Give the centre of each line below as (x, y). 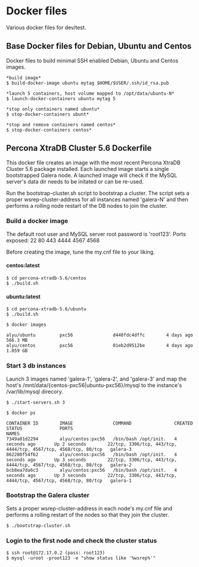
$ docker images (26, 325)
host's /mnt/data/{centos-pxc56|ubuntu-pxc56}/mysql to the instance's (94, 385)
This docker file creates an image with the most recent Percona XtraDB (93, 163)
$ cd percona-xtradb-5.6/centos (46, 278)
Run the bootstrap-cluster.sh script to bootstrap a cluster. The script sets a (98, 193)
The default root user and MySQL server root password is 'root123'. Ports (96, 234)
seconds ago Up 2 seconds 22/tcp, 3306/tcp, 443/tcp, (92, 444)
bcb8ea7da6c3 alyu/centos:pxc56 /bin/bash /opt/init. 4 (92, 470)
